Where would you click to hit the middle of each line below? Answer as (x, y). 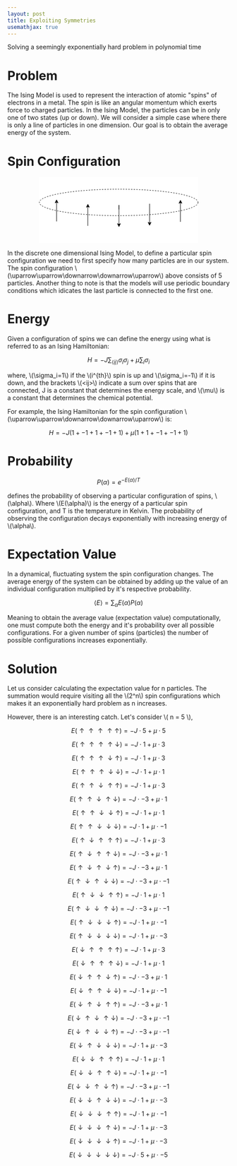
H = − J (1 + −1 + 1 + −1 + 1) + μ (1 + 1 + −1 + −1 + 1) (119, 432)
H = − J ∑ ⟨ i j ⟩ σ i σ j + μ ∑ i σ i (119, 361)
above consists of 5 (194, 275)
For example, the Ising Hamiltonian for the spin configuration (95, 411)
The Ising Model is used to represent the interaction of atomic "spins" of (112, 95)
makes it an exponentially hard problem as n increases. (87, 703)
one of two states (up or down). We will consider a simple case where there (117, 118)
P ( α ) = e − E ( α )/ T (119, 481)
